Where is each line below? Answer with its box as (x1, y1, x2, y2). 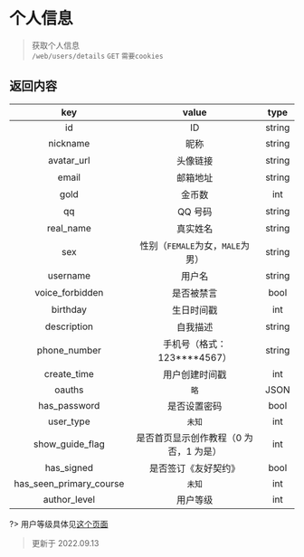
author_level (43, 493, 96, 505)
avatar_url (48, 154, 90, 166)
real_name (46, 222, 92, 234)
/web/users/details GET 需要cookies (31, 52, 164, 61)
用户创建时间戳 (162, 368, 227, 381)
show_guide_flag (33, 438, 106, 450)
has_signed (44, 461, 93, 474)
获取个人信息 (31, 40, 80, 51)
